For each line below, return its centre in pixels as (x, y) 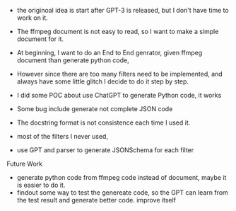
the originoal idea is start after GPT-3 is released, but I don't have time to (123, 10)
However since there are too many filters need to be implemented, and (120, 74)
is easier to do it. (41, 185)
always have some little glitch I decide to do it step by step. (102, 81)
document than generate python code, (73, 60)
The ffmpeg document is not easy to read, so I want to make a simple (118, 32)
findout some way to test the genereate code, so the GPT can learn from (123, 193)
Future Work (25, 164)
